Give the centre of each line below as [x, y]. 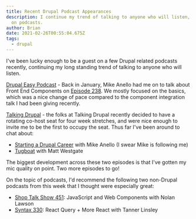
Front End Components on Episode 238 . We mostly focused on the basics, [96, 91]
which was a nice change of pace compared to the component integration [95, 97]
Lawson [24, 203]
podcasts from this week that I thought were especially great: [80, 186]
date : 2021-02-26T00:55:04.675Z [45, 33]
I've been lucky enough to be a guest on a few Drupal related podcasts [92, 61]
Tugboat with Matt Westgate [49, 150]
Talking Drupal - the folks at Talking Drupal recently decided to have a [90, 114]
